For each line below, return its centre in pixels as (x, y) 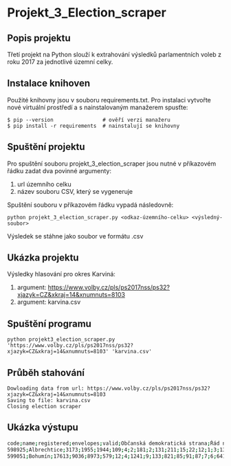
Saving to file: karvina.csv (49, 401)
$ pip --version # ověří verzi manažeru (89, 120)
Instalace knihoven (49, 84)
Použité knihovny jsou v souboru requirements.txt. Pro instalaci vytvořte (109, 100)
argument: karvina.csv (49, 302)
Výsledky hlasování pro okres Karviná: (61, 274)
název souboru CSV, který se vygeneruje (75, 191)
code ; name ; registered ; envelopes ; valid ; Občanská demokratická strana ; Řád (113, 443)
